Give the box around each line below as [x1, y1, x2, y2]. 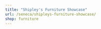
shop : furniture [5, 16, 39, 21]
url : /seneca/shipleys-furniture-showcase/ [5, 12, 97, 17]
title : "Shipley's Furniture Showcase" [5, 7, 88, 12]
